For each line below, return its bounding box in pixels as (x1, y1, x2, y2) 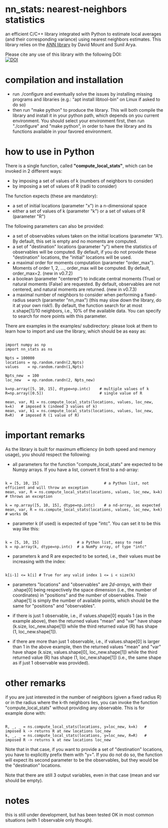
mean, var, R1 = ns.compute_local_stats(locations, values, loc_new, (5, 399, 154, 405)
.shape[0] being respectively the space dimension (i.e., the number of (12, 586, 157, 592)
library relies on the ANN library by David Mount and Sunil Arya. (5, 41, 137, 47)
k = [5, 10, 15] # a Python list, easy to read (5, 540, 142, 545)
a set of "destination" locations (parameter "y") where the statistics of (12, 243, 157, 250)
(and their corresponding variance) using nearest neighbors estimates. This (5, 36, 161, 42)
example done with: (5, 710, 46, 716)
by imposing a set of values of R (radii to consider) (12, 183, 117, 189)
